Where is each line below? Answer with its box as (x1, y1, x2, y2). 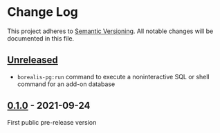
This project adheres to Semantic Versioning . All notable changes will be (7, 27, 214, 35)
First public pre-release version (7, 118, 97, 126)
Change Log (7, 4, 78, 20)
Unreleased (7, 54, 59, 66)
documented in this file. (7, 34, 75, 42)
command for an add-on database (17, 80, 116, 88)
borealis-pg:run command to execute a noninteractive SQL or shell (17, 72, 210, 81)
